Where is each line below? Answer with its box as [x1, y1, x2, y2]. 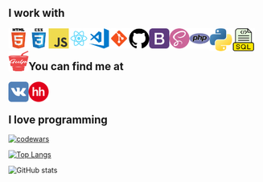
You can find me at [28, 60, 124, 73]
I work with [8, 6, 65, 20]
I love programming [8, 113, 108, 127]
